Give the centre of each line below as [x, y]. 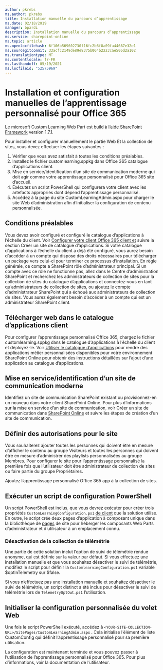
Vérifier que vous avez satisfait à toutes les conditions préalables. [78, 156]
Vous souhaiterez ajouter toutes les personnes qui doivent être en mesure [79, 445]
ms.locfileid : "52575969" [31, 69]
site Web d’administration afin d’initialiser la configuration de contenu [81, 202]
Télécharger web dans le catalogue [59, 318]
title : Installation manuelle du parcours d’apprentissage [66, 19]
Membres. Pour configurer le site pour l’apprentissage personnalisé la [75, 461]
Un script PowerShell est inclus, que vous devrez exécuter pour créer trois [80, 508]
